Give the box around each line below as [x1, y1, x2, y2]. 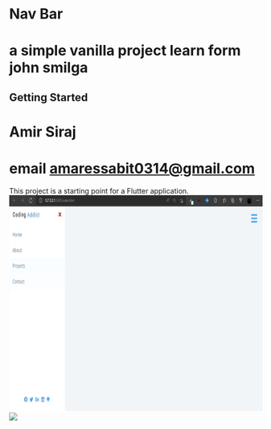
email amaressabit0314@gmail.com [9, 160, 256, 178]
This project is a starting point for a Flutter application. [9, 186, 189, 195]
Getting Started [9, 90, 88, 104]
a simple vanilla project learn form [9, 42, 241, 60]
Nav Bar [9, 5, 64, 23]
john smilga [9, 59, 88, 77]
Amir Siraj [9, 122, 76, 141]
